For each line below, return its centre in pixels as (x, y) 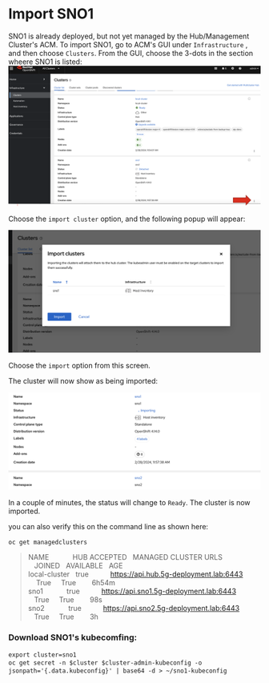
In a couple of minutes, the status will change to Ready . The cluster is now (129, 502)
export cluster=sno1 (43, 655)
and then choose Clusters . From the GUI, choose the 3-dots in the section (131, 53)
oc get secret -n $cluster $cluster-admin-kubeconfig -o (105, 663)
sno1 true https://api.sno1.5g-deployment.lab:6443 (132, 591)
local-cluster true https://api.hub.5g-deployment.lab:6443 (135, 574)
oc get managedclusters (48, 542)
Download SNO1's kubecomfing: (73, 637)
